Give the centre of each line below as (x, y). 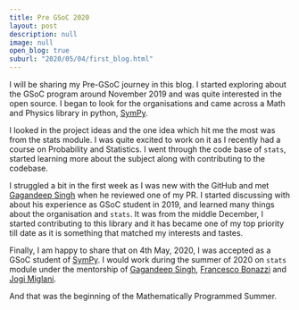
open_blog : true (39, 51)
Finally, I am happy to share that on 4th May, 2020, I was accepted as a (140, 250)
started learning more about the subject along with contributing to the (137, 159)
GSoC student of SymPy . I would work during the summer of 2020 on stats (148, 260)
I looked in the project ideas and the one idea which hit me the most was (142, 130)
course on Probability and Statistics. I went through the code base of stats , (148, 149)
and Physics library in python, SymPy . (79, 113)
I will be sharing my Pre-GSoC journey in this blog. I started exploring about (148, 84)
